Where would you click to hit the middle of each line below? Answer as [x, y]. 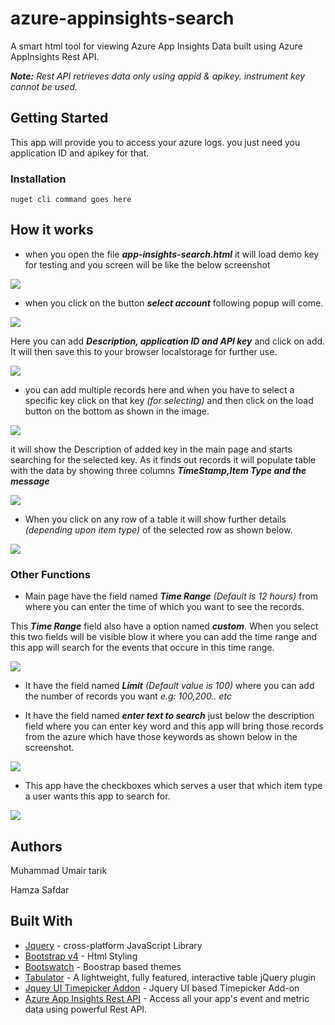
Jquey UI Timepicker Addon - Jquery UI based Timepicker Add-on [162, 988]
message [30, 481]
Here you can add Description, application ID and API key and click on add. [168, 341]
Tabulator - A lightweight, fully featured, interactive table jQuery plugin [170, 977]
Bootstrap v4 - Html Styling [81, 956]
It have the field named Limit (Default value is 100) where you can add [169, 686]
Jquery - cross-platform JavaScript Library [113, 945]
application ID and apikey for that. [80, 153]
